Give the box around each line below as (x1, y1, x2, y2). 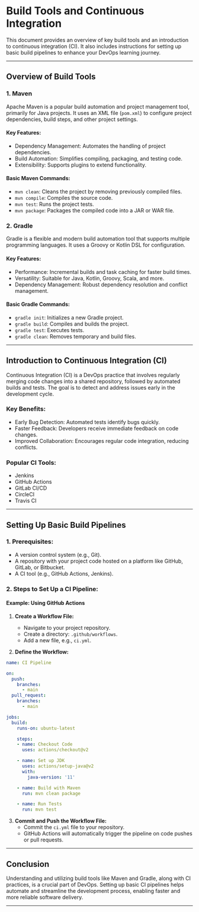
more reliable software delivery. (6, 894, 84, 901)
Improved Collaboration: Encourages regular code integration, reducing (14, 437, 189, 444)
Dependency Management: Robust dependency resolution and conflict (14, 280, 188, 288)
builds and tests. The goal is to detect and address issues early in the (6, 384, 176, 391)
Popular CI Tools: (6, 458, 56, 467)
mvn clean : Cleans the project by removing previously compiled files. (14, 188, 182, 195)
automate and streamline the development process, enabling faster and (6, 888, 181, 895)
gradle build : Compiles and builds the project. (14, 320, 129, 327)
